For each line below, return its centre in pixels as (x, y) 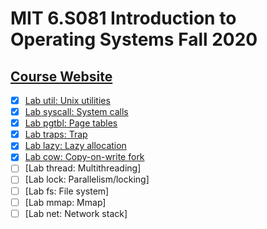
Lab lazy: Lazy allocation (75, 146)
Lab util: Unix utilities (67, 100)
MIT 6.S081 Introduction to (123, 18)
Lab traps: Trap (56, 134)
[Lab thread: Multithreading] (83, 168)
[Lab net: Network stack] (76, 213)
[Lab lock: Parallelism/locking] (87, 179)
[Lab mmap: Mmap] (65, 202)
